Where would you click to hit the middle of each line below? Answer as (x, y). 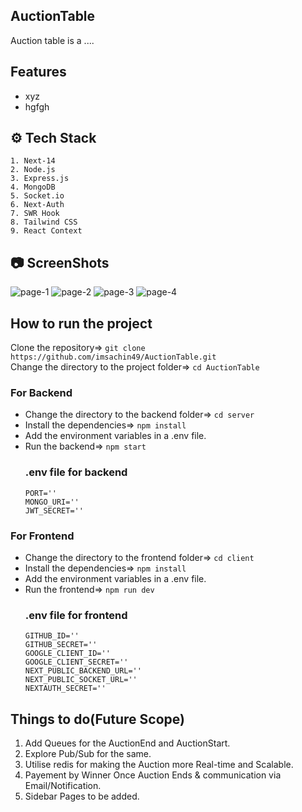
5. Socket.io (37, 196)
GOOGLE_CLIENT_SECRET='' (76, 662)
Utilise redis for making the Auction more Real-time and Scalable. (159, 765)
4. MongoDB (33, 187)
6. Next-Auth (37, 205)
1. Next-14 (33, 161)
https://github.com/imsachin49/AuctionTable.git (113, 357)
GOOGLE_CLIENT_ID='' (67, 654)
